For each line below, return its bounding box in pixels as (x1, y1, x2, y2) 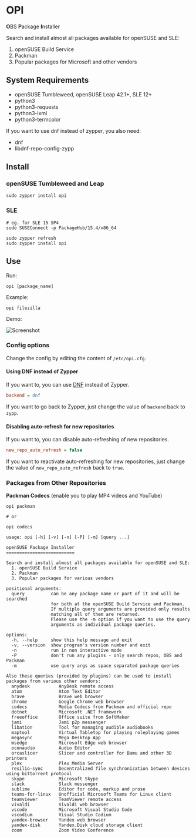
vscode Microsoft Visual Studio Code (11, 807, 133, 813)
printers (6, 756, 28, 762)
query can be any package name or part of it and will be (11, 591, 180, 597)
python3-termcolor (14, 116, 61, 123)
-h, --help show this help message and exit (11, 637, 133, 643)
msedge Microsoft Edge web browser (11, 740, 127, 746)
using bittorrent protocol (6, 771, 72, 777)
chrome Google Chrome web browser (11, 699, 125, 705)
